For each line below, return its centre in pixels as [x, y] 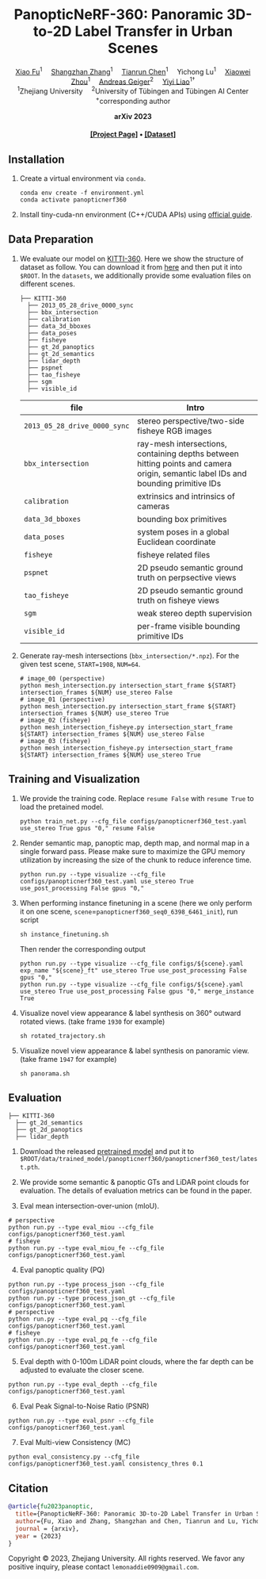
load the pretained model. [62, 807]
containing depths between [188, 454]
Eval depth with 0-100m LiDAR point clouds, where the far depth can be [137, 1362]
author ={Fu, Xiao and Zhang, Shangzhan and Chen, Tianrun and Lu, [127, 1521]
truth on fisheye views [179, 600]
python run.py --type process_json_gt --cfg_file [92, 1298]
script [29, 920]
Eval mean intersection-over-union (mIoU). [89, 1206]
